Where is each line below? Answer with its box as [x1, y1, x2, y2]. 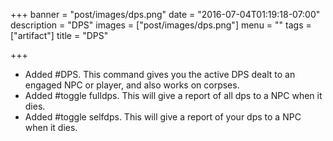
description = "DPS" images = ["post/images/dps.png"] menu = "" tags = [10, 19, 312, 31]
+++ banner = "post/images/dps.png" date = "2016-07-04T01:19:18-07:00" [10, 9, 321, 20]
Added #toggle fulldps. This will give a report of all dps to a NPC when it [24, 90, 323, 101]
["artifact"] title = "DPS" [10, 30, 109, 41]
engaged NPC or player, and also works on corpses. [24, 79, 240, 91]
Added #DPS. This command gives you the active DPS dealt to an [24, 69, 296, 80]
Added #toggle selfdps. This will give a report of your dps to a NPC [24, 111, 302, 123]
